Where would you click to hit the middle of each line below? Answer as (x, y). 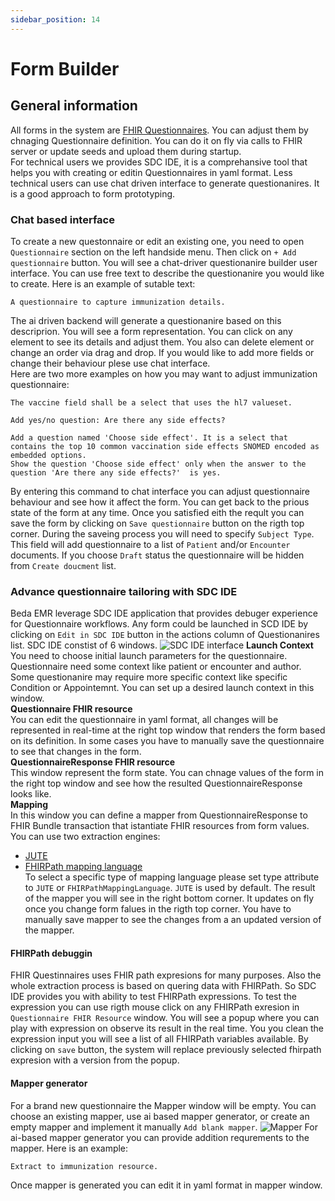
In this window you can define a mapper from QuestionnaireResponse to (159, 815)
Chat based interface (62, 219)
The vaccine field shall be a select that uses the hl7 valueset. (151, 402)
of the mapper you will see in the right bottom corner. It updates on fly (169, 898)
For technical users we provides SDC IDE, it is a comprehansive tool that (159, 162)
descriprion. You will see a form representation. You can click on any (151, 331)
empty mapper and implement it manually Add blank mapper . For (164, 1127)
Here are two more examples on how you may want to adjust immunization (164, 373)
